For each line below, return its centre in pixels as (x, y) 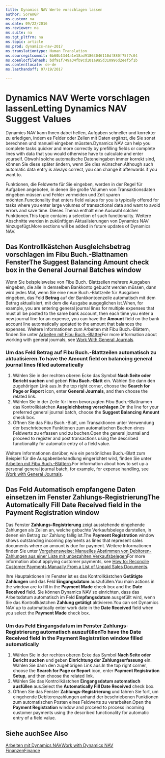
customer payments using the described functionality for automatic (81, 713)
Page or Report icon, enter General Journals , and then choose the (80, 391)
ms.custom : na (20, 19)
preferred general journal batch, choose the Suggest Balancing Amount (86, 412)
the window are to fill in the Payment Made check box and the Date (74, 587)
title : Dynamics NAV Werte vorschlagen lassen (54, 10)
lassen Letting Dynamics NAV (66, 109)
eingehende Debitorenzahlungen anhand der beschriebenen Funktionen (85, 697)
